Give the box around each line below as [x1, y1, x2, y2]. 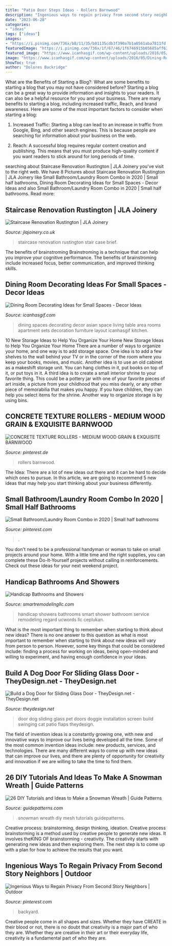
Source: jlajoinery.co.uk [5, 229, 55, 235]
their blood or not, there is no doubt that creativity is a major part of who [5, 924, 158, 930]
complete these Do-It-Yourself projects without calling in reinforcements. [5, 557, 159, 563]
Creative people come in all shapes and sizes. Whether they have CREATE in [5, 918, 167, 924]
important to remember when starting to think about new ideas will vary [5, 637, 156, 644]
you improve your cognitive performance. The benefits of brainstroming [5, 254, 157, 260]
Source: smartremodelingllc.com [5, 601, 74, 608]
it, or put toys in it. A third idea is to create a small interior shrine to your [5, 370, 156, 376]
